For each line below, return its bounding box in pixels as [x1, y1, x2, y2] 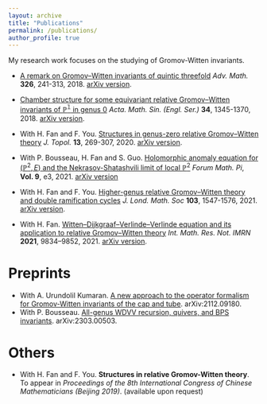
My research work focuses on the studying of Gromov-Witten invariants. [8, 56, 245, 65]
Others [8, 344, 56, 362]
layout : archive [8, 11, 62, 20]
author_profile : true [8, 33, 80, 42]
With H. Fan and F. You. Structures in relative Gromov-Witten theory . [19, 370, 250, 379]
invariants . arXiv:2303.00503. [19, 316, 118, 325]
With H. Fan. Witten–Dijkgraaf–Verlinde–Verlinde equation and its [19, 219, 232, 229]
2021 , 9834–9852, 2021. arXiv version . [19, 236, 148, 246]
